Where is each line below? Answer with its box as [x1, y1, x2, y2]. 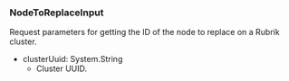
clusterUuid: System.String [22, 54, 123, 65]
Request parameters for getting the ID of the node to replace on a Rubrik [9, 27, 280, 38]
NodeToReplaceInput [9, 6, 104, 19]
